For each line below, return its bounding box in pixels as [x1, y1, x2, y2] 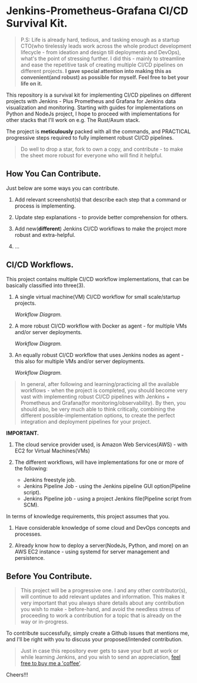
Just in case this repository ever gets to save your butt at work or [20, 647, 179, 655]
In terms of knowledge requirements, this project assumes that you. [6, 513, 170, 520]
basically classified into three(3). [6, 282, 85, 289]
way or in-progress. [20, 618, 69, 625]
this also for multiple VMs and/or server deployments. [14, 358, 145, 365]
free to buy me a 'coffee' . [20, 660, 82, 667]
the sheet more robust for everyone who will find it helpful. [20, 151, 163, 159]
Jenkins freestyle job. [23, 476, 76, 483]
